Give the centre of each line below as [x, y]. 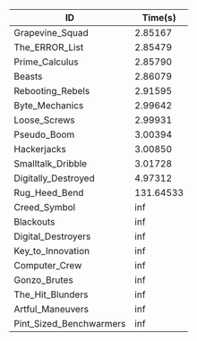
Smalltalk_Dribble [51, 163]
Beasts [28, 77]
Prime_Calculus [46, 62]
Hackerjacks [40, 149]
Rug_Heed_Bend [49, 193]
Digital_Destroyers [52, 236]
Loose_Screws [45, 120]
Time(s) [159, 17]
